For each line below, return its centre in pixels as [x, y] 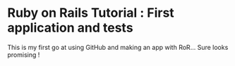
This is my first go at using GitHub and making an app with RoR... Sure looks [118, 47]
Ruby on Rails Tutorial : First [91, 13]
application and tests [70, 28]
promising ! [24, 55]
